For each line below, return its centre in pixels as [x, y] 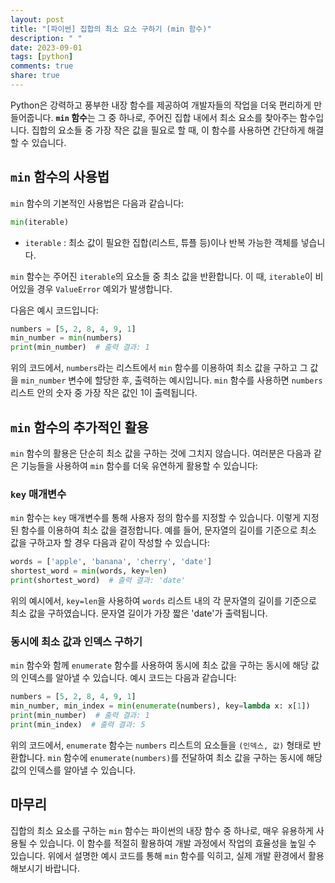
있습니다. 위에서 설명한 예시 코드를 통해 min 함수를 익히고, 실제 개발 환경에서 [158, 855]
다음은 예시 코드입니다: [54, 310]
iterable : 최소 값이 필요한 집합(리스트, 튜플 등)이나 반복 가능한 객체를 [161, 242]
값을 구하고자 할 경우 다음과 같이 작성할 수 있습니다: [110, 543]
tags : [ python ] [42, 57]
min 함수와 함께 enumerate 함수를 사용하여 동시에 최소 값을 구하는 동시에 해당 [159, 665]
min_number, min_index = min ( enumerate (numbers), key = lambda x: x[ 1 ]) [160, 706]
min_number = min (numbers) [66, 338]
